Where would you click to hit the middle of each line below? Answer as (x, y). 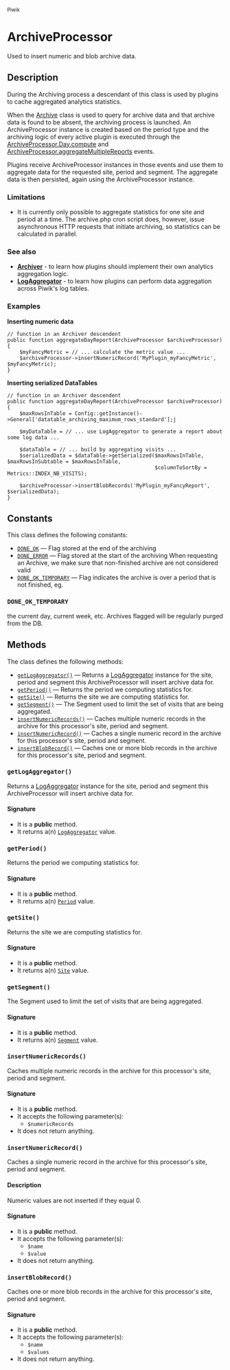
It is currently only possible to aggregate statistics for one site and (111, 212)
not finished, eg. (40, 585)
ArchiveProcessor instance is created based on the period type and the (108, 129)
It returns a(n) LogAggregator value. (67, 832)
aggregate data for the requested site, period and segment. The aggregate (113, 172)
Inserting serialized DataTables (53, 383)
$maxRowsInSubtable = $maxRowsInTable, (64, 461)
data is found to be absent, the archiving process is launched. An (99, 122)
